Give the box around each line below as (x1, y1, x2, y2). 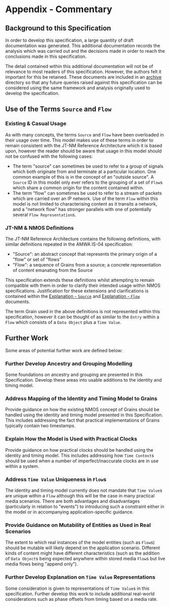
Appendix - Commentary (5, 4, 113, 15)
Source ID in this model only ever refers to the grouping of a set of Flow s (12, 179, 163, 185)
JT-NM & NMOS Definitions (5, 224, 74, 231)
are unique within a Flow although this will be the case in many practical (5, 492, 155, 498)
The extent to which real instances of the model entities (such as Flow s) (5, 539, 155, 546)
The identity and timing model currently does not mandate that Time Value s (5, 487, 162, 493)
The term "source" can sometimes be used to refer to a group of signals (12, 163, 163, 169)
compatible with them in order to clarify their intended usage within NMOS (5, 282, 161, 288)
